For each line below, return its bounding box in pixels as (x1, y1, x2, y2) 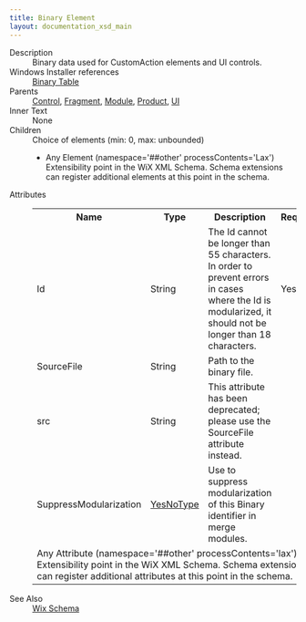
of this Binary (208, 498, 265, 511)
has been (208, 391, 248, 404)
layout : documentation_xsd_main (9, 22, 132, 31)
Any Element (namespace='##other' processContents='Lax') (45, 151, 275, 162)
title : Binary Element (9, 13, 96, 23)
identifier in (208, 509, 257, 522)
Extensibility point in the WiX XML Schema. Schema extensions (45, 161, 284, 172)
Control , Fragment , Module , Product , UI (32, 95, 180, 106)
